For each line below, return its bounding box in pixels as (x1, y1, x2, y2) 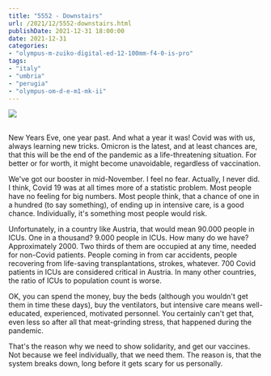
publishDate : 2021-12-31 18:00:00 (8, 27, 125, 35)
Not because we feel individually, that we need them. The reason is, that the (8, 350, 261, 360)
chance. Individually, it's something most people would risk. (8, 209, 208, 218)
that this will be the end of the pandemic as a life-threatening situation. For (8, 150, 257, 160)
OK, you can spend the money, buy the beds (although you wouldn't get (8, 292, 248, 302)
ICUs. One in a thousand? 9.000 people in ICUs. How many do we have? (8, 233, 249, 243)
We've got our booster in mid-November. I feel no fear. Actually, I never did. (8, 175, 260, 184)
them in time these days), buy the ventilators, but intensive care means (8, 300, 245, 310)
